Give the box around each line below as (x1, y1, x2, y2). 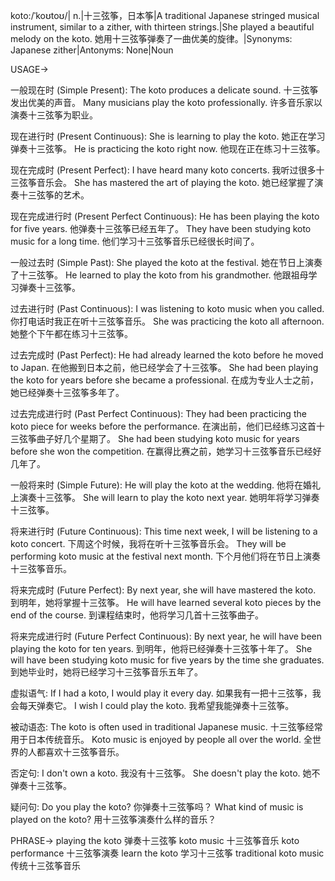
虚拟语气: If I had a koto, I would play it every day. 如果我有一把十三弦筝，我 (10, 687, 322, 699)
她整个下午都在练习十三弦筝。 (10, 328, 133, 339)
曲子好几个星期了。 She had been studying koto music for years (36, 433, 300, 444)
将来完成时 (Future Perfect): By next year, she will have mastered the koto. (10, 584, 317, 596)
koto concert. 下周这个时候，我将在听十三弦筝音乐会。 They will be (10, 538, 287, 549)
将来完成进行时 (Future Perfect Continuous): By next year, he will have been (10, 630, 323, 642)
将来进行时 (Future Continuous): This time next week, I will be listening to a (10, 525, 318, 537)
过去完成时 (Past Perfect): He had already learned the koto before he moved (10, 349, 324, 361)
